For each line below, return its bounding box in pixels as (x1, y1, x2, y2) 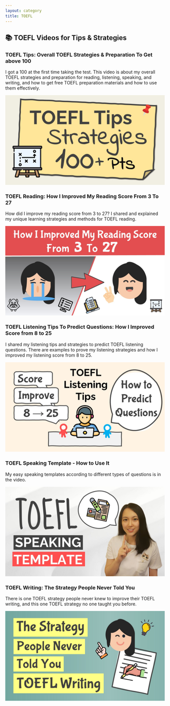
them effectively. (5, 85, 40, 91)
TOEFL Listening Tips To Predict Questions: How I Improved (5, 324, 154, 331)
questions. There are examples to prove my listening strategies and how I (5, 346, 158, 352)
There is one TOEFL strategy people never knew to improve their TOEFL (5, 596, 155, 602)
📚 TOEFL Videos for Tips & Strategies (5, 33, 127, 42)
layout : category (5, 8, 42, 13)
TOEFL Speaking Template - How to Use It (5, 460, 110, 467)
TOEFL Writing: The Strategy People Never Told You (5, 584, 135, 591)
